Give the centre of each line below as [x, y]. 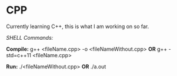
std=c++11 [19, 55]
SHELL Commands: [30, 37]
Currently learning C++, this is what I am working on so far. [78, 26]
